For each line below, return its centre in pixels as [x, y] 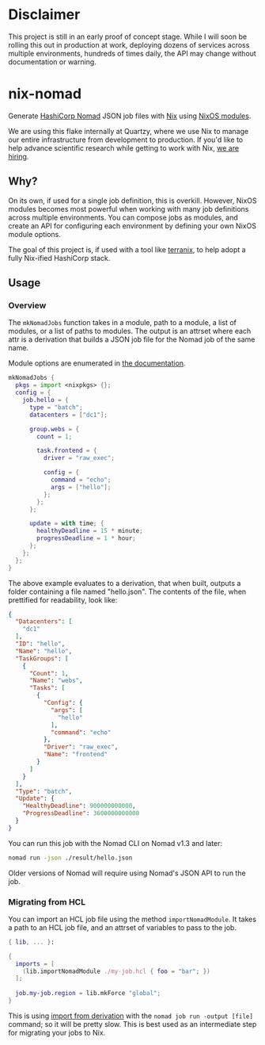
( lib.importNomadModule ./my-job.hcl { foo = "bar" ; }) [117, 971]
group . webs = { [54, 429]
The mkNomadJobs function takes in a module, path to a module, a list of [123, 323]
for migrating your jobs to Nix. [57, 1032]
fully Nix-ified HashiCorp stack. [59, 258]
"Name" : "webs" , [56, 681]
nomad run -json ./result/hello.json [70, 858]
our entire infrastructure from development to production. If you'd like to [126, 140]
